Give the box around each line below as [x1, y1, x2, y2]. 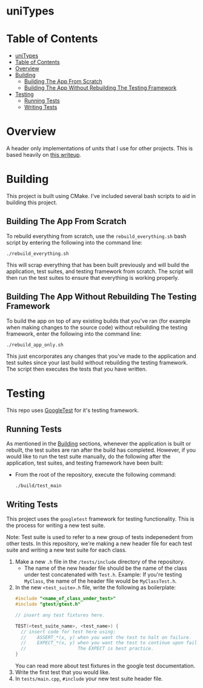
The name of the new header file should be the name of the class [24, 564, 187, 572]
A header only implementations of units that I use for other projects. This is [6, 145, 193, 152]
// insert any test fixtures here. [15, 612, 105, 618]
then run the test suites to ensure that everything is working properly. [6, 274, 179, 281]
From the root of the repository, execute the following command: [15, 471, 177, 478]
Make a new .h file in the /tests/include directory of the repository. [15, 558, 185, 566]
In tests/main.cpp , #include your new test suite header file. [15, 675, 163, 683]
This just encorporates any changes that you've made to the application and [6, 352, 197, 360]
